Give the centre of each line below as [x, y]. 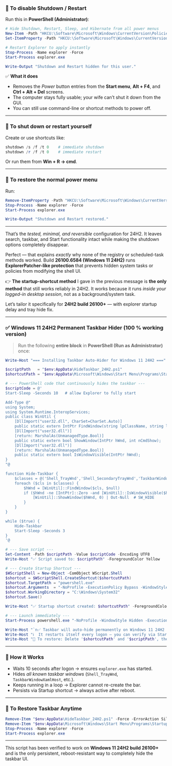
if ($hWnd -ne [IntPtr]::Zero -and [62, 493]
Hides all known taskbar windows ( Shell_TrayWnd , [66, 674]
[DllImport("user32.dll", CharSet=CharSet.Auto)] [69, 422]
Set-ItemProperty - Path [31, 39]
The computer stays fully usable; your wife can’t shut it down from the [87, 98]
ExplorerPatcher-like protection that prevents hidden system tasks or [79, 266]
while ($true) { [23, 521]
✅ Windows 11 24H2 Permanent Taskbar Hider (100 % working [84, 328]
